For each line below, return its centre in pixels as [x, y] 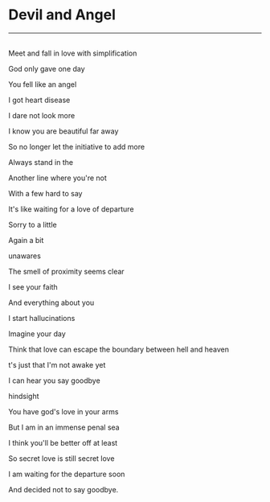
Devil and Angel [62, 15]
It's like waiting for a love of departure [71, 209]
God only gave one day [47, 68]
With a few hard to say [45, 193]
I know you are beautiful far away [63, 131]
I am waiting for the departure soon [67, 474]
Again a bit [26, 240]
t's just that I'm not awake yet [57, 364]
